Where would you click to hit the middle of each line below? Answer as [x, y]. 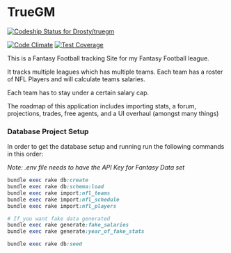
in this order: [25, 154]
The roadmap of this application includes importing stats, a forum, [102, 106]
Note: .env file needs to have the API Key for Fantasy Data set [96, 168]
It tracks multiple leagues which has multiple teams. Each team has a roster [115, 72]
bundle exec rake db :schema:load [56, 187]
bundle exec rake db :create [48, 180]
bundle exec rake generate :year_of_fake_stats [76, 231]
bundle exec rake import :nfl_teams [59, 193]
